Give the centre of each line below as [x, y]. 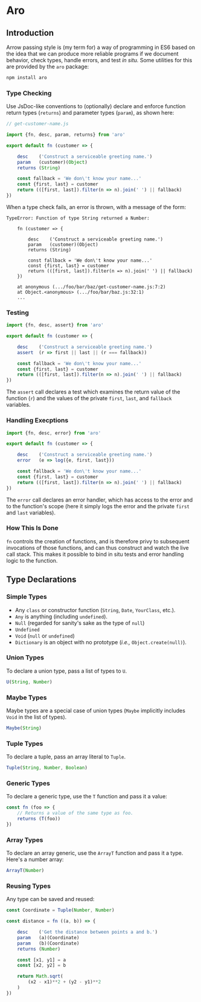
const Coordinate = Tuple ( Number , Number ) [60, 910]
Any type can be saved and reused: [50, 899]
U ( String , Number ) [29, 682]
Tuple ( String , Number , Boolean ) [47, 768]
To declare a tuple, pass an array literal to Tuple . [66, 757]
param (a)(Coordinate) [48, 937]
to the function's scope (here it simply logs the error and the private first [98, 506]
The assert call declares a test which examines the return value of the [93, 392]
